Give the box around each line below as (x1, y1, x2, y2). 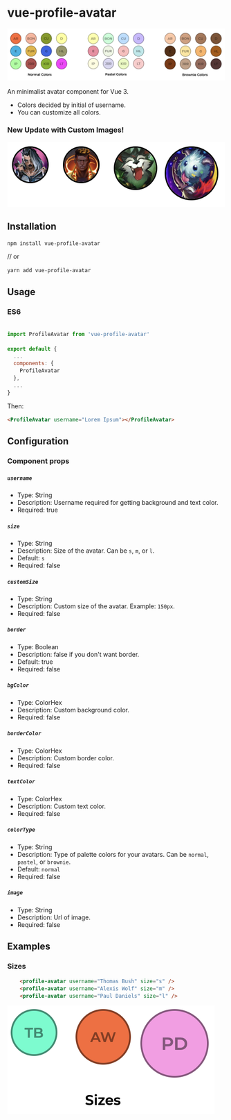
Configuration (7, 435, 69, 447)
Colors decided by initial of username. (17, 101, 126, 109)
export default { (7, 345, 57, 352)
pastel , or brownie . (17, 858, 71, 866)
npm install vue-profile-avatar (7, 240, 100, 247)
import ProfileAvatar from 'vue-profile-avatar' (7, 331, 150, 337)
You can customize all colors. (17, 108, 102, 116)
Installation (7, 220, 57, 232)
